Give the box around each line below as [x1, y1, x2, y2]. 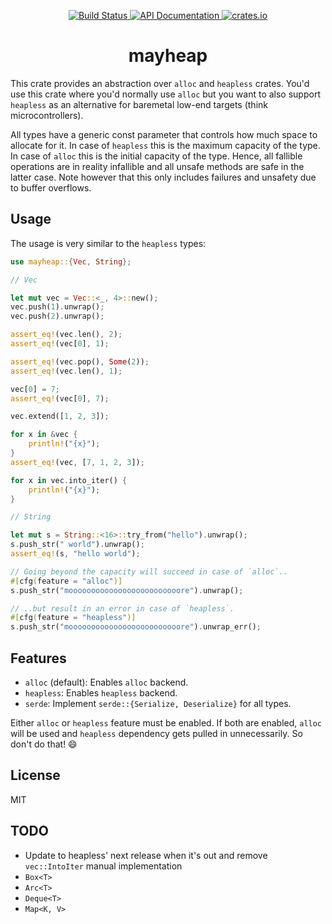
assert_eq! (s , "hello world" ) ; [10, 549, 141, 559]
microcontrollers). [10, 109, 84, 121]
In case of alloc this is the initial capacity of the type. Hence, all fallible [10, 150, 303, 162]
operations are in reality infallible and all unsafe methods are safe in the [10, 160, 305, 172]
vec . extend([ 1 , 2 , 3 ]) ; [10, 411, 110, 422]
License [10, 767, 61, 784]
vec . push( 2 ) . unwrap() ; [10, 311, 105, 322]
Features [10, 650, 67, 667]
